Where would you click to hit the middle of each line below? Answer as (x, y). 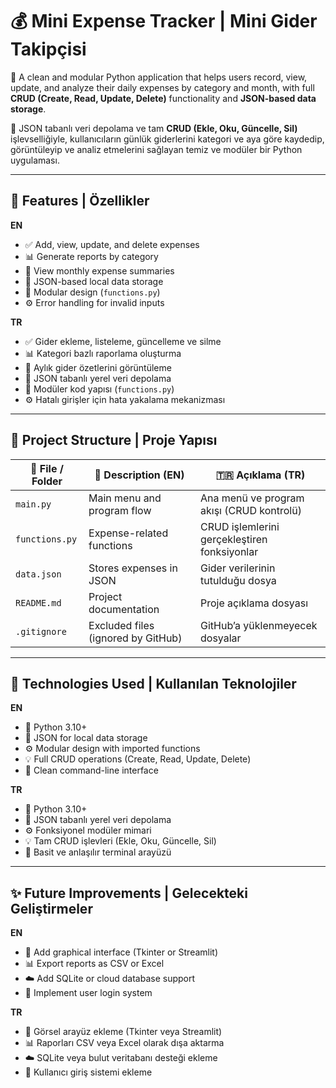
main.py (33, 504)
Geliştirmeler (51, 908)
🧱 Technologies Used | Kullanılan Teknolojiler (153, 683)
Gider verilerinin (238, 568)
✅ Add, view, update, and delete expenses (112, 244)
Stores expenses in (133, 568)
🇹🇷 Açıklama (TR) (260, 475)
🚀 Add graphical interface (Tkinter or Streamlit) (121, 952)
